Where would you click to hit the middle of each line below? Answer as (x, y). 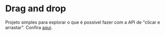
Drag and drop (36, 9)
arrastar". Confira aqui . (29, 27)
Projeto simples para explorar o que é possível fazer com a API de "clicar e (83, 22)
